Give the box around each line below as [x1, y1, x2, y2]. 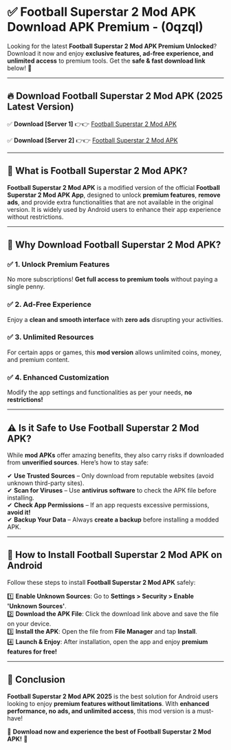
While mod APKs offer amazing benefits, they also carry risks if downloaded [7, 451, 225, 459]
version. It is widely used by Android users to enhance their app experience [7, 205, 221, 213]
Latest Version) [7, 101, 74, 113]
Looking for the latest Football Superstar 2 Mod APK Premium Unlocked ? [7, 42, 217, 50]
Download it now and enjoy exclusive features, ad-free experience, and [7, 49, 214, 57]
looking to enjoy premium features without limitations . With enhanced [7, 699, 210, 707]
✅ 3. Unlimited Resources [7, 332, 94, 342]
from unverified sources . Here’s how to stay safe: [7, 458, 149, 467]
